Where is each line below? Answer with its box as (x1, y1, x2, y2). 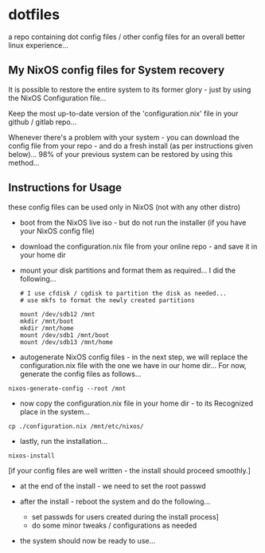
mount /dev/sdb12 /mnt (19, 310, 95, 318)
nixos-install (8, 452, 56, 460)
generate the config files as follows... (19, 369, 142, 378)
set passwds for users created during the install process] (31, 512, 219, 521)
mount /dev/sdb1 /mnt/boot (19, 331, 110, 339)
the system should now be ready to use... (19, 535, 156, 545)
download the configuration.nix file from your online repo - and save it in (19, 241, 258, 251)
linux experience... (8, 40, 69, 49)
